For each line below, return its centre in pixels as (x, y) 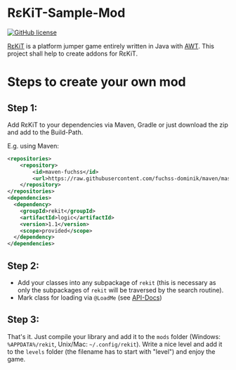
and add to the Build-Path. (45, 132)
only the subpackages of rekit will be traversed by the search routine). (120, 290)
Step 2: (24, 266)
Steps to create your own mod (97, 82)
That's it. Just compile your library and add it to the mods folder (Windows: (114, 336)
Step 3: (24, 320)
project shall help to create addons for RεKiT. (73, 53)
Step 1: (22, 108)
